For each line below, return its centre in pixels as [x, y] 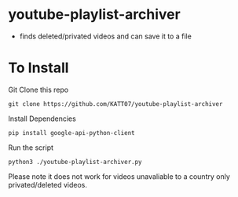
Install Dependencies [42, 119]
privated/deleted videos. [48, 184]
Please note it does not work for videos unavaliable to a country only [119, 176]
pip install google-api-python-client [71, 133]
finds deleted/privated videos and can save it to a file [106, 36]
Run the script [31, 148]
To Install [38, 68]
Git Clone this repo [38, 89]
